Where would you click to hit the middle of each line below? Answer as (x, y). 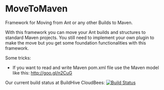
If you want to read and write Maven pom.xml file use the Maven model (85, 67)
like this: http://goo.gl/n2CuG (42, 72)
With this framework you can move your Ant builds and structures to (75, 32)
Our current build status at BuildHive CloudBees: (55, 82)
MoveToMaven (36, 9)
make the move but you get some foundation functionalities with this (76, 42)
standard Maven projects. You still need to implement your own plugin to (80, 37)
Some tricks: (18, 57)
